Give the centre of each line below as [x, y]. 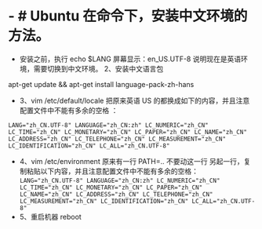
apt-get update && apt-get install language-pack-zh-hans [101, 84]
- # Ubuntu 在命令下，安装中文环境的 [128, 16]
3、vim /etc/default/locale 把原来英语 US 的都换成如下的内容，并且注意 [135, 100]
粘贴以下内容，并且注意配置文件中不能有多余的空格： [112, 171]
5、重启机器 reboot [51, 216]
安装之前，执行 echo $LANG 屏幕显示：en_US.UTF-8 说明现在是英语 [130, 59]
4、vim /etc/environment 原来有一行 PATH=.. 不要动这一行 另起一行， [132, 161]
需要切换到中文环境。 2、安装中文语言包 [98, 68]
